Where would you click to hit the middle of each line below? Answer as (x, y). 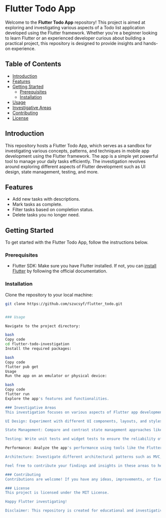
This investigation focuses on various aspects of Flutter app (72, 412)
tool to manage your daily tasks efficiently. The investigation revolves (75, 161)
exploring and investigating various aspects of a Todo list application (75, 27)
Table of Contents (33, 64)
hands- (150, 43)
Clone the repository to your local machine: (49, 295)
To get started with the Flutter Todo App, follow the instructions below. (77, 242)
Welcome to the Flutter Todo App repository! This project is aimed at (75, 22)
